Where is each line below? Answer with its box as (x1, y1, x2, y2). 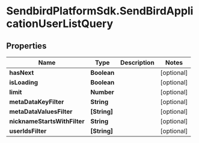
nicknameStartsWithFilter (9, 117, 85, 125)
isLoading (9, 78, 38, 86)
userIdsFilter (9, 127, 47, 135)
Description (120, 59, 155, 66)
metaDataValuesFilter (9, 108, 73, 115)
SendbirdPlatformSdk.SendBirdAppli (6, 4, 194, 18)
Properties (6, 41, 47, 51)
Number (90, 88, 114, 96)
